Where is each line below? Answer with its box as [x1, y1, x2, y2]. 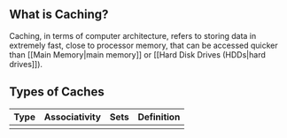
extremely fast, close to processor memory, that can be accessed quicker [9, 40, 279, 50]
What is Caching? [9, 7, 109, 22]
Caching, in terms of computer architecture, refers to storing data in [9, 30, 257, 41]
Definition [137, 111, 181, 123]
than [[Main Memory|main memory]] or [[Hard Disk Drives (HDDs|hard [9, 49, 266, 60]
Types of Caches [9, 84, 105, 100]
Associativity [43, 111, 102, 123]
